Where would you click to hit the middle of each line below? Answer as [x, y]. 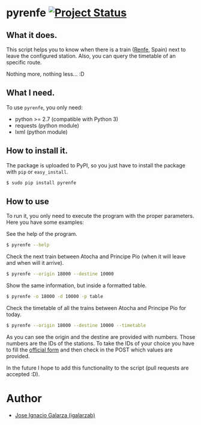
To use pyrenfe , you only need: [44, 107]
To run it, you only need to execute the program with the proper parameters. [100, 216]
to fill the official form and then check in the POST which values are [89, 350]
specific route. [24, 62]
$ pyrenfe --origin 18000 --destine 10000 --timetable [76, 325]
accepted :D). [23, 374]
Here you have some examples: [45, 222]
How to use [28, 201]
